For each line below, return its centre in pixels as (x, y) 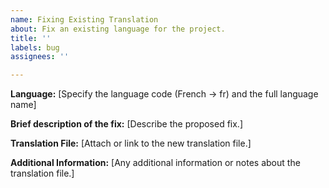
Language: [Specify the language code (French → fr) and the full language (164, 94)
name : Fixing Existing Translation (84, 19)
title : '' (31, 38)
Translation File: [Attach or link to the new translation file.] (131, 143)
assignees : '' (40, 57)
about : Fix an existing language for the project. (118, 29)
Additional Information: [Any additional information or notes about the (155, 163)
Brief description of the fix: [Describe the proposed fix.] (127, 124)
